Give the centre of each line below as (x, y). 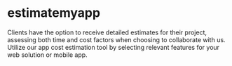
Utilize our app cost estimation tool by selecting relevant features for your (113, 47)
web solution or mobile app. (47, 55)
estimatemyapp (54, 13)
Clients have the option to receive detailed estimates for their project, (107, 32)
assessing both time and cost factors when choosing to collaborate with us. (116, 39)
